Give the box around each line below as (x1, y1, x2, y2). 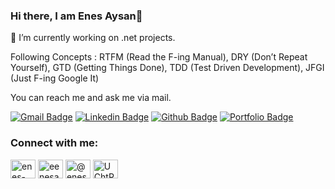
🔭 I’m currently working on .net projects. (10, 32, 176, 44)
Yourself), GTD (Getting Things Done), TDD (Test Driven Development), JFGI (10, 62, 325, 74)
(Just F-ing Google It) (10, 72, 100, 84)
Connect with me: (10, 136, 99, 150)
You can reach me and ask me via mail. (10, 92, 172, 104)
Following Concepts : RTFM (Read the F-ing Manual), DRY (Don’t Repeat (10, 51, 308, 63)
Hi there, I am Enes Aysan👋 (10, 9, 143, 23)
